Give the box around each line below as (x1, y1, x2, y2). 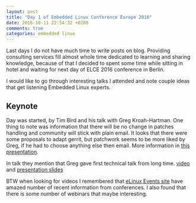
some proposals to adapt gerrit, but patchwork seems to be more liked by (6, 135, 185, 142)
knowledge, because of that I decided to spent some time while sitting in (6, 60, 184, 67)
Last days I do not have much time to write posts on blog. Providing (6, 47, 171, 54)
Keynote (6, 101, 38, 111)
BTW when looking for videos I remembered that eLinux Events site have (6, 177, 184, 185)
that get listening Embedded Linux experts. (6, 84, 111, 91)
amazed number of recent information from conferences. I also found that (6, 183, 187, 191)
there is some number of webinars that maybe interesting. (6, 190, 147, 197)
